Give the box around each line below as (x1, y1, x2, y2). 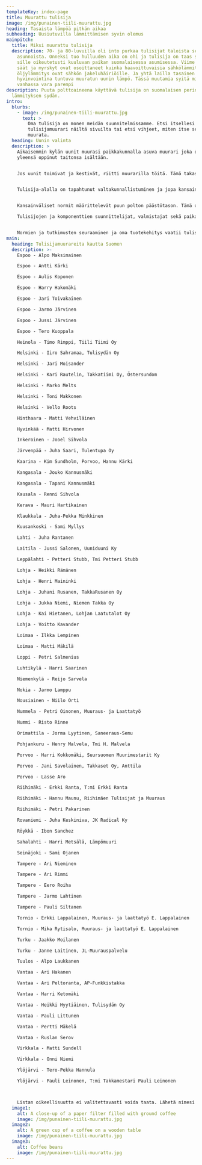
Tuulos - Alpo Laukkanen (17, 958, 79, 965)
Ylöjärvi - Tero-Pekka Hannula (17, 1067, 96, 1073)
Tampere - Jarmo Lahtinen (17, 893, 82, 899)
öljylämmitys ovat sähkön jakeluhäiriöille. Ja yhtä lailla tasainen (17, 70, 195, 76)
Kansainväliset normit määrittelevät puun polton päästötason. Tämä (17, 203, 192, 209)
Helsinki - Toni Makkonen (17, 393, 82, 399)
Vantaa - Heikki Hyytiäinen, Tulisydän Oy (17, 1002, 125, 1008)
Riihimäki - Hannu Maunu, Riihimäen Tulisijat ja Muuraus (17, 795, 165, 801)
